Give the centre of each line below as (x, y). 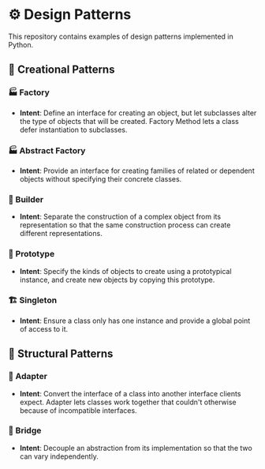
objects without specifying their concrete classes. (101, 178)
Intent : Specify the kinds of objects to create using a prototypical (125, 271)
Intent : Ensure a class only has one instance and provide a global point (135, 321)
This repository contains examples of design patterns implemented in (121, 36)
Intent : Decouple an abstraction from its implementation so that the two (136, 448)
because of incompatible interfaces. (78, 410)
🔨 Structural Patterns (61, 354)
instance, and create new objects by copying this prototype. (117, 280)
